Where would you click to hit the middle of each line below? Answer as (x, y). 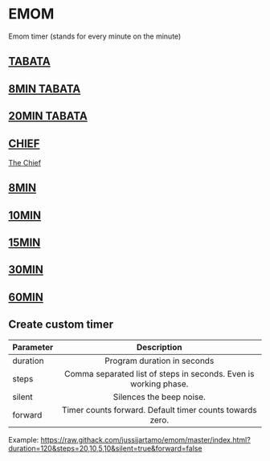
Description (159, 347)
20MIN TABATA (48, 116)
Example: (24, 439)
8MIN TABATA (45, 89)
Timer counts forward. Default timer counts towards (159, 410)
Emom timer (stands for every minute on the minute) (95, 36)
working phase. (159, 384)
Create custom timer (61, 325)
